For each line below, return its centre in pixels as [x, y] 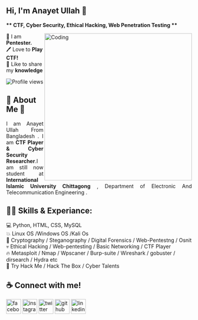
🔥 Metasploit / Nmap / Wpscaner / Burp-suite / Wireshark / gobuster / [91, 253]
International [22, 179]
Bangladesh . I [25, 136]
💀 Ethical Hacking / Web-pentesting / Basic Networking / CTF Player [88, 246]
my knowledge [24, 70]
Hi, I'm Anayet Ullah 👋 [47, 11]
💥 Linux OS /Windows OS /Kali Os [47, 234]
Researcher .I [22, 161]
